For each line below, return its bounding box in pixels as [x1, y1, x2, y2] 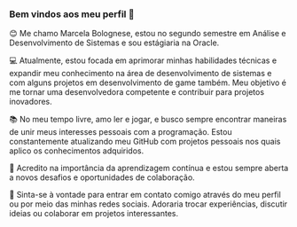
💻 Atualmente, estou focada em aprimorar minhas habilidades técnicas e [9, 55, 277, 66]
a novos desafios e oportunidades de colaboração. [9, 172, 195, 183]
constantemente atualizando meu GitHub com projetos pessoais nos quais [9, 137, 281, 147]
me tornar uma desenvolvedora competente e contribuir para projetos [9, 87, 264, 98]
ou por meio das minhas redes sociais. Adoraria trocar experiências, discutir [9, 199, 288, 209]
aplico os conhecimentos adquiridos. [9, 145, 145, 156]
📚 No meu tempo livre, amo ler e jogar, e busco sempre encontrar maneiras [9, 114, 287, 125]
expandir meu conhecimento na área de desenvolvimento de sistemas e [9, 68, 272, 79]
